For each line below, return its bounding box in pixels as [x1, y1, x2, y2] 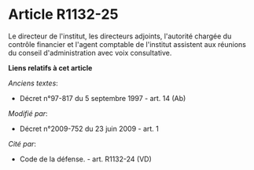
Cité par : [8, 139, 37, 148]
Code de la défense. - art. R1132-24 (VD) [19, 154, 152, 164]
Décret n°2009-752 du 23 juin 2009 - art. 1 [19, 124, 159, 133]
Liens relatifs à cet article [8, 63, 93, 72]
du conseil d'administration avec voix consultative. [8, 48, 172, 57]
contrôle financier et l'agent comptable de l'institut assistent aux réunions [8, 39, 246, 49]
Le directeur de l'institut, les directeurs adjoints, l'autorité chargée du [8, 31, 232, 41]
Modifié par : [8, 108, 49, 118]
